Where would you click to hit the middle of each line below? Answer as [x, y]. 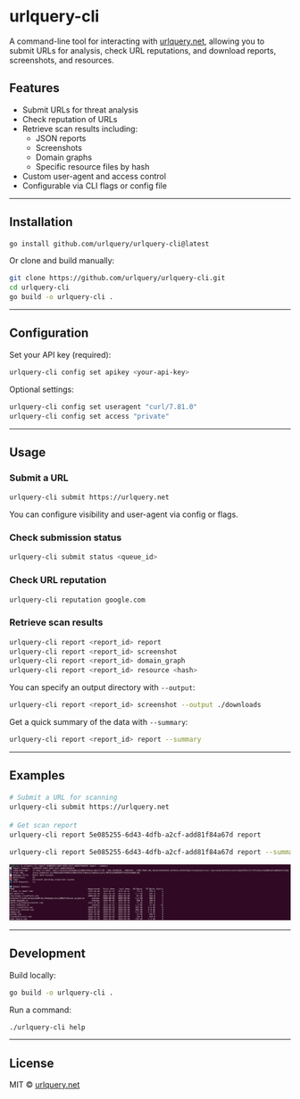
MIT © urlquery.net [45, 1085]
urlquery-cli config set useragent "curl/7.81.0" [104, 407]
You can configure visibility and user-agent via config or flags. [124, 514]
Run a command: [40, 1010]
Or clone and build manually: [62, 261]
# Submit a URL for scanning [63, 797]
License [32, 1063]
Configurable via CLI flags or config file [95, 186]
